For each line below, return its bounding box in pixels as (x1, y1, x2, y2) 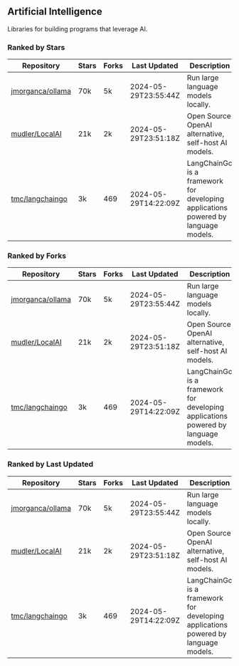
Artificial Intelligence (7, 6, 102, 18)
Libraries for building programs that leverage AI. (7, 24, 148, 33)
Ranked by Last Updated (7, 459, 94, 469)
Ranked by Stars (7, 42, 65, 52)
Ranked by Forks (7, 251, 66, 261)
